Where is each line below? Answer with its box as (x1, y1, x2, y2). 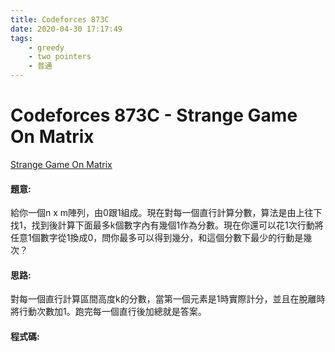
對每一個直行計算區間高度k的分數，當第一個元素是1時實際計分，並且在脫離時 (10, 293, 326, 305)
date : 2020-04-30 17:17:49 (10, 24, 123, 34)
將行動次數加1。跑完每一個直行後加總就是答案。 (10, 306, 207, 318)
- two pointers (28, 52, 92, 62)
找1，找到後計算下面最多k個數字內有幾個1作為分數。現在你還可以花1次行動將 (10, 219, 324, 231)
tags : (10, 33, 33, 43)
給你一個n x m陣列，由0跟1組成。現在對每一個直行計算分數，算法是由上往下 (10, 207, 323, 219)
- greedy (28, 42, 65, 53)
